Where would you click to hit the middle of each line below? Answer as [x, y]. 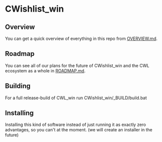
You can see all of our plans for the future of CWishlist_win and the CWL [77, 65]
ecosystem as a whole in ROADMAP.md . [45, 71]
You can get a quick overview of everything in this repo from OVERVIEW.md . [81, 38]
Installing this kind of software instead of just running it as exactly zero [76, 124]
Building [18, 86]
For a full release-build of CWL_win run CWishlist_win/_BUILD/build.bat [76, 98]
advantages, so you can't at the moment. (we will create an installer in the [79, 130]
